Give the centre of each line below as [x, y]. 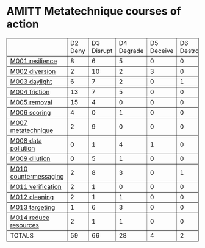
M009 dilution [30, 158]
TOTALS [22, 235]
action [23, 24]
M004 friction [30, 91]
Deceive [162, 51]
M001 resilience [34, 61]
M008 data [26, 140]
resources [25, 225]
